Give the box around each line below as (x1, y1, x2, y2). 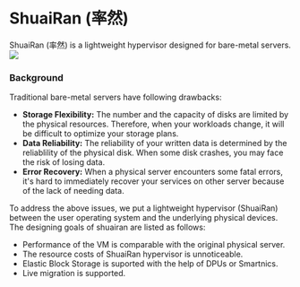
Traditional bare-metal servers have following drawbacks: (9, 91, 222, 103)
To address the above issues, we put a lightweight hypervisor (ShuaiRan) (9, 203, 279, 213)
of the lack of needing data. (21, 186, 124, 196)
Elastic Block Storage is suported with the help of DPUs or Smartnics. (21, 258, 279, 269)
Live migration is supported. (21, 268, 126, 279)
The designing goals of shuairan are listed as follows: (9, 222, 206, 233)
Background (9, 71, 64, 83)
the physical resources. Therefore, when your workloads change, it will (21, 118, 285, 130)
